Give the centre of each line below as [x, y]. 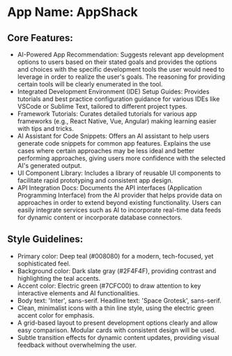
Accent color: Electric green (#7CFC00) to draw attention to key [109, 286]
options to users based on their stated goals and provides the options [117, 62]
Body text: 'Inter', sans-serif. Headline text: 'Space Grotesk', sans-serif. [119, 300]
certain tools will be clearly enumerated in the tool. [90, 84]
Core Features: [40, 38]
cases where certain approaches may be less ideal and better [106, 151]
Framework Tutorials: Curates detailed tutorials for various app [107, 114]
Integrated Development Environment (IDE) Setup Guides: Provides [113, 92]
